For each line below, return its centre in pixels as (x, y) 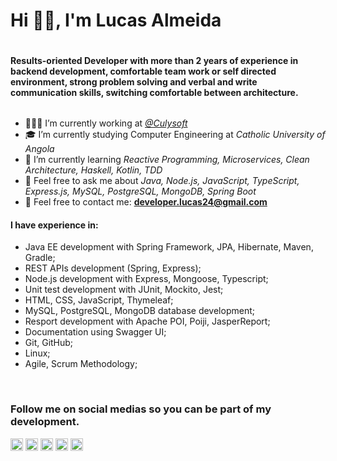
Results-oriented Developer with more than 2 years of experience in (154, 60)
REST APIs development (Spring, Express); (113, 268)
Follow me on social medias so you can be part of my (141, 409)
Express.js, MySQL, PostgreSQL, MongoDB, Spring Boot (140, 191)
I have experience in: (54, 225)
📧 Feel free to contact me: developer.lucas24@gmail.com (146, 202)
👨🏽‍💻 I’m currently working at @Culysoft (106, 123)
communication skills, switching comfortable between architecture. (154, 92)
